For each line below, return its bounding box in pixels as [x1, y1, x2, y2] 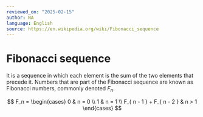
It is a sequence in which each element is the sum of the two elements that [6, 72, 193, 79]
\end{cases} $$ [82, 104, 122, 112]
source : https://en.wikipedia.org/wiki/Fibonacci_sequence [6, 25, 159, 32]
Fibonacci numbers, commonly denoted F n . [6, 85, 115, 93]
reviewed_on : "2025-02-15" [6, 8, 75, 15]
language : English [6, 20, 53, 26]
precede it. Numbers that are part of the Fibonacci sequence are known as [6, 78, 193, 85]
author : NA [6, 15, 34, 21]
